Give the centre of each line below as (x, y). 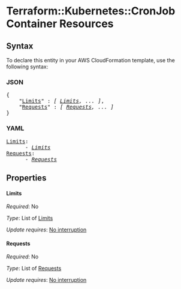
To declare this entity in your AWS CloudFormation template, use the (90, 60)
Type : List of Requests (34, 269)
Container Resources (60, 24)
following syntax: (27, 67)
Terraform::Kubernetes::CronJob (91, 11)
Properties (26, 178)
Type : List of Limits (30, 218)
